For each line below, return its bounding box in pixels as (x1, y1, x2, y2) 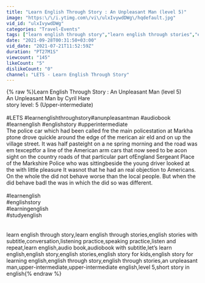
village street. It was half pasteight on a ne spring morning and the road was (6, 140, 198, 147)
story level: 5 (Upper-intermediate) (6, 101, 93, 109)
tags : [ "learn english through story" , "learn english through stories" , (6, 32, 195, 38)
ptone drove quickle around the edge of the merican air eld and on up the (6, 134, 191, 141)
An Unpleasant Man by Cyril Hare (6, 95, 90, 102)
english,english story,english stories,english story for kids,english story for (6, 251, 193, 258)
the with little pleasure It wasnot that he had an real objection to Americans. (6, 166, 196, 174)
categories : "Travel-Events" (6, 26, 81, 32)
